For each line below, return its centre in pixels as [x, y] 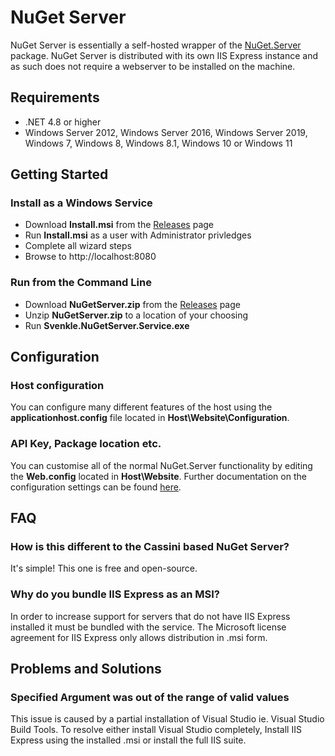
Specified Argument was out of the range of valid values [150, 698]
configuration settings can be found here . [96, 487]
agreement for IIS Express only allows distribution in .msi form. [139, 637]
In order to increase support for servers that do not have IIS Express [150, 616]
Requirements [55, 97]
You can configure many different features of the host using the [141, 407]
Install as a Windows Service [81, 203]
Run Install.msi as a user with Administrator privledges [138, 235]
